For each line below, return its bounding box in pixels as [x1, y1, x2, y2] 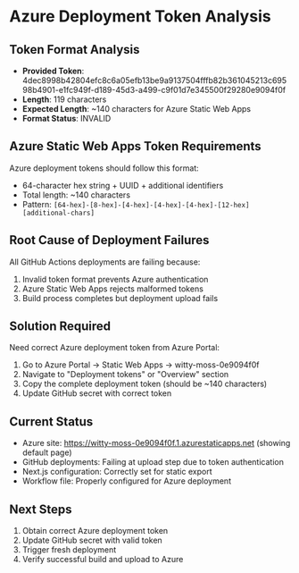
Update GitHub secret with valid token [21, 535, 162, 546]
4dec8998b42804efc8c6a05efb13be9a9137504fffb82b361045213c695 [21, 75, 287, 86]
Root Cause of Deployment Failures [9, 232, 210, 248]
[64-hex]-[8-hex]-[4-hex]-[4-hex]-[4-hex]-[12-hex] [53, 200, 250, 209]
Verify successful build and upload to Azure [21, 554, 184, 565]
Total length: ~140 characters [21, 190, 131, 200]
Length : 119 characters [21, 94, 107, 105]
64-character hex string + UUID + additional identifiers [21, 180, 224, 190]
